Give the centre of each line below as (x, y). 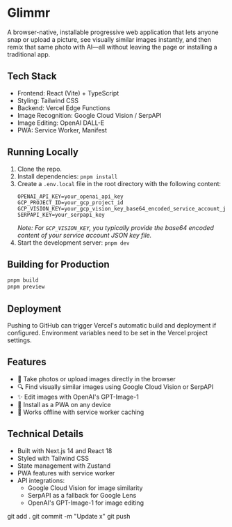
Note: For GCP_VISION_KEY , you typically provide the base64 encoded (115, 227)
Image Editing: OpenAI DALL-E (61, 123)
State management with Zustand (64, 466)
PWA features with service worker (66, 473)
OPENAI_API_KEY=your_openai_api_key (70, 197)
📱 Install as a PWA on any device (64, 404)
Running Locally (43, 152)
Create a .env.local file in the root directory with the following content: (119, 183)
